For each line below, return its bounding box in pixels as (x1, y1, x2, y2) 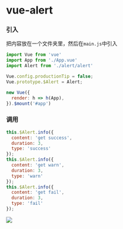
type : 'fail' (11, 201, 44, 207)
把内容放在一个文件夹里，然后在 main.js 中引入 (6, 40, 118, 47)
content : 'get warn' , (11, 162, 65, 168)
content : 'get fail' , (11, 190, 65, 195)
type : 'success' (11, 145, 51, 152)
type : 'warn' (11, 173, 44, 179)
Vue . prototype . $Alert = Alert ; (6, 79, 83, 85)
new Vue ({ (6, 89, 31, 95)
